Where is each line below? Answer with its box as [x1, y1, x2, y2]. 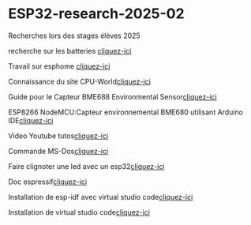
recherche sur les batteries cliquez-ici [8, 46, 132, 55]
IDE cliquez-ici [8, 115, 54, 125]
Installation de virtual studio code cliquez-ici [8, 207, 150, 217]
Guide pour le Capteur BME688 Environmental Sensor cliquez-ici [8, 92, 217, 101]
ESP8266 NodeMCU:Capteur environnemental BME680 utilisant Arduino [8, 107, 243, 117]
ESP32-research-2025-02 [8, 5, 185, 23]
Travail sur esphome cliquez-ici [8, 61, 111, 71]
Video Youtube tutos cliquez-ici [8, 131, 109, 141]
